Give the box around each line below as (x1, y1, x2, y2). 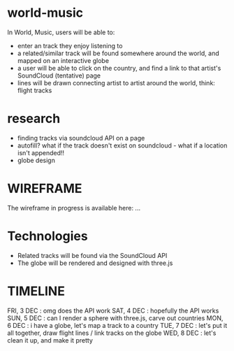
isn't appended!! (17, 148, 65, 157)
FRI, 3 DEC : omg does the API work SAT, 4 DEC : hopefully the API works (7, 306, 219, 315)
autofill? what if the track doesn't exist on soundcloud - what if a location (17, 141, 228, 150)
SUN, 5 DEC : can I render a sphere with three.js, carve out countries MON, (7, 313, 224, 322)
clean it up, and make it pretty (7, 336, 93, 344)
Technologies (7, 229, 89, 244)
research (7, 110, 61, 127)
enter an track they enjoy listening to (17, 41, 123, 50)
